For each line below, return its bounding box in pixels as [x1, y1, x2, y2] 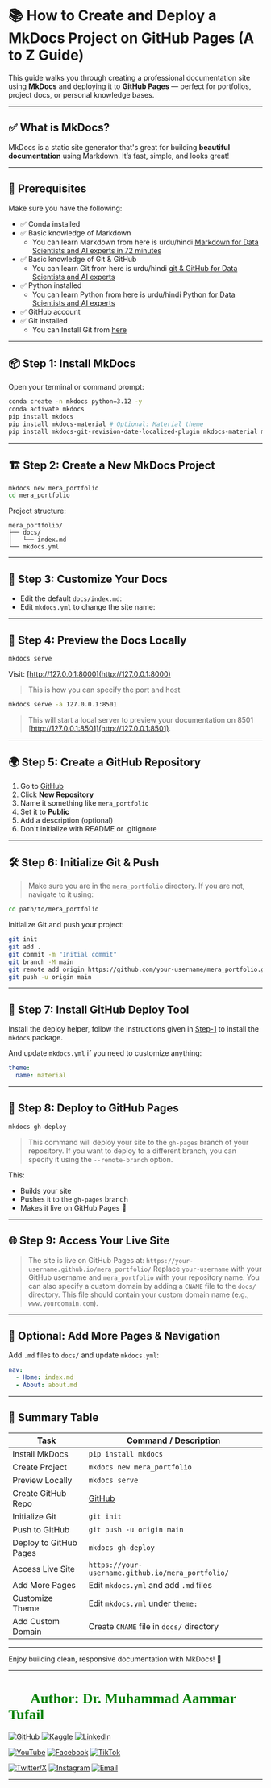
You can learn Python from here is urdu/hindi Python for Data [31, 290, 236, 299]
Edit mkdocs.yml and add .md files [88, 1579, 212, 1590]
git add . [8, 943, 42, 952]
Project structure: [8, 506, 67, 516]
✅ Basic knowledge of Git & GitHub [19, 254, 137, 264]
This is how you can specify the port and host [27, 685, 181, 694]
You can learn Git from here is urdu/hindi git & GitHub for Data [31, 263, 238, 273]
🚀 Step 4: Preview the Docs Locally [8, 633, 187, 647]
